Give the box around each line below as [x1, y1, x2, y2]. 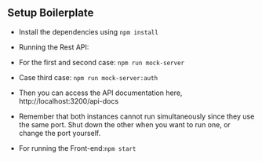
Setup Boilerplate [7, 6, 94, 20]
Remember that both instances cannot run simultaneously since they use [18, 112, 255, 121]
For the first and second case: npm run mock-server [18, 57, 185, 67]
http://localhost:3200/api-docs [18, 96, 119, 105]
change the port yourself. [18, 128, 101, 137]
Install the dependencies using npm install [18, 27, 158, 36]
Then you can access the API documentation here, [18, 88, 183, 97]
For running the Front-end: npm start [18, 143, 136, 152]
